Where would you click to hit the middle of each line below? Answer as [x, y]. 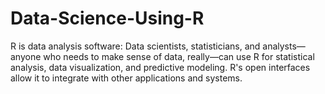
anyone [26, 56]
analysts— [284, 46]
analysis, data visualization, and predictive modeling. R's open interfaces [160, 67]
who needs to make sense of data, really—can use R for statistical [179, 56]
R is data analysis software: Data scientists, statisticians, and [135, 46]
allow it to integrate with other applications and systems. [126, 78]
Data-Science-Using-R [107, 18]
